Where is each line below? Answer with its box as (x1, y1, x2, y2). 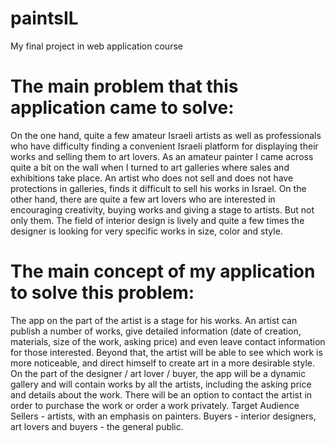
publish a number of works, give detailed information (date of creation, (10, 325, 302, 337)
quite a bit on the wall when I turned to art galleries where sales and (10, 161, 290, 173)
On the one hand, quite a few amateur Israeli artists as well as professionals (10, 129, 322, 141)
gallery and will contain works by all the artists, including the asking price (10, 378, 312, 390)
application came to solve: (10, 97, 235, 119)
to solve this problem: (10, 282, 195, 304)
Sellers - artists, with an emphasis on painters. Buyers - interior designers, (10, 410, 317, 422)
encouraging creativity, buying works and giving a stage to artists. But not (10, 203, 315, 216)
